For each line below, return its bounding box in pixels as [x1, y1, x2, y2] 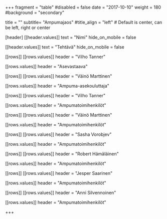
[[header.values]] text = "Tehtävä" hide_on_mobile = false [5, 44, 124, 50]
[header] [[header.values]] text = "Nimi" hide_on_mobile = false [5, 35, 136, 40]
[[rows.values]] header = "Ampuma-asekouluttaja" [5, 83, 109, 89]
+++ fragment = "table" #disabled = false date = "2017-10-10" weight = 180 [5, 5, 161, 10]
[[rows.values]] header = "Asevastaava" [5, 64, 88, 69]
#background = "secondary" [5, 10, 65, 16]
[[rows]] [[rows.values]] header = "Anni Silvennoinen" [5, 190, 116, 195]
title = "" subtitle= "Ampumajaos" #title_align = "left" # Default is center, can [5, 20, 162, 25]
